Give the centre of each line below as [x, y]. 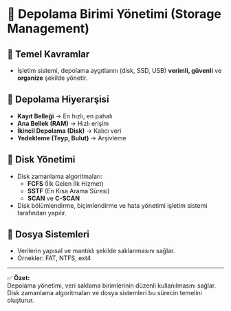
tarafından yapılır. [42, 213]
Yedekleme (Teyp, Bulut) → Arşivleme [71, 138]
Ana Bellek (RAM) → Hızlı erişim [63, 123]
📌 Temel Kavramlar [48, 54]
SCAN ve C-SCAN [54, 198]
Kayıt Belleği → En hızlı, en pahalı [65, 116]
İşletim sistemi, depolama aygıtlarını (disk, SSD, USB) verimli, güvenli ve [119, 71]
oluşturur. [21, 300]
